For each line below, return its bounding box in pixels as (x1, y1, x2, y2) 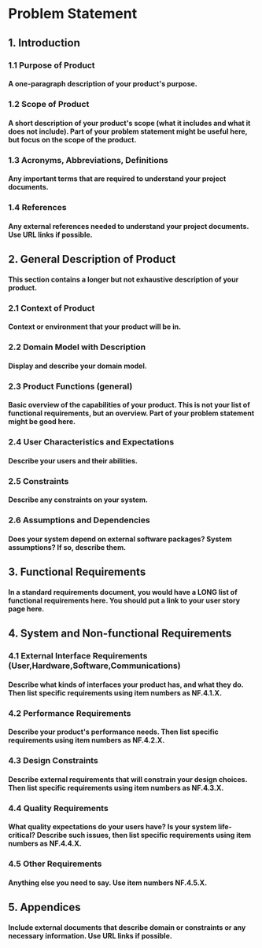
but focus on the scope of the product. (8, 135, 137, 144)
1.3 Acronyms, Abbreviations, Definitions (8, 154, 169, 165)
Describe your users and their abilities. (8, 456, 138, 465)
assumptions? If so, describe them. (8, 542, 127, 551)
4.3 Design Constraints (8, 755, 98, 766)
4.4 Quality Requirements (8, 802, 109, 813)
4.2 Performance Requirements (8, 707, 131, 718)
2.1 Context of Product (8, 302, 95, 313)
